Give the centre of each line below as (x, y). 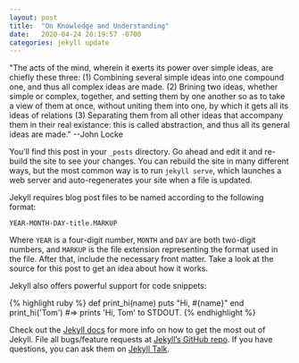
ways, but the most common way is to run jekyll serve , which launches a (145, 171)
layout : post (33, 17)
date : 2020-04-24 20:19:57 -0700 (75, 34)
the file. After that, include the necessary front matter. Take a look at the (141, 259)
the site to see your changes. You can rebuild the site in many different (159, 161)
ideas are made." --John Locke (66, 134)
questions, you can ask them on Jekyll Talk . (90, 349)
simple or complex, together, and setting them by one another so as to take (147, 97)
